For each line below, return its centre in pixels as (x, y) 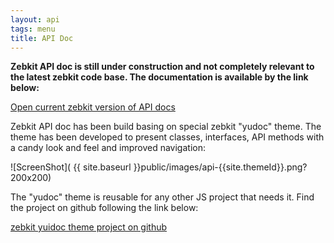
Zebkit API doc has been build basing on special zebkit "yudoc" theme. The (166, 127)
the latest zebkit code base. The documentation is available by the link (159, 77)
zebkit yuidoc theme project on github (89, 227)
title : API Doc (42, 38)
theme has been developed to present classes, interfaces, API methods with (167, 137)
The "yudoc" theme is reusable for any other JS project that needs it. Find (162, 197)
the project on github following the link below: (104, 208)
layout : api (35, 19)
